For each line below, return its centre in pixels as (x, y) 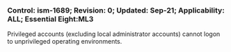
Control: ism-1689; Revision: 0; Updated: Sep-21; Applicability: (116, 10)
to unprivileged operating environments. (65, 42)
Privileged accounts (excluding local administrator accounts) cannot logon (114, 34)
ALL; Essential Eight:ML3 (50, 19)
